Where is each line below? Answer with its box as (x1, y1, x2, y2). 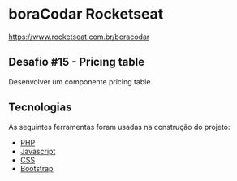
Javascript (19, 146, 56, 156)
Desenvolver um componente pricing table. (8, 76, 153, 86)
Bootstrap (19, 163, 54, 173)
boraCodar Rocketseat (8, 5, 164, 24)
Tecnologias (8, 101, 72, 114)
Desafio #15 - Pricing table (8, 55, 144, 69)
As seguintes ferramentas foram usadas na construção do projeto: (8, 122, 231, 131)
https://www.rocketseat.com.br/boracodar (8, 32, 150, 41)
